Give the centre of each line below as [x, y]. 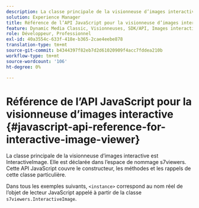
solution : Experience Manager [44, 17]
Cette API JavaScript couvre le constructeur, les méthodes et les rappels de [99, 168]
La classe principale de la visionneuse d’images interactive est [82, 156]
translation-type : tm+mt [37, 45]
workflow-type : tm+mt [33, 56]
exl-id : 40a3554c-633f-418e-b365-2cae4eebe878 [65, 39]
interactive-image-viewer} [73, 139]
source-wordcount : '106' [37, 61]
